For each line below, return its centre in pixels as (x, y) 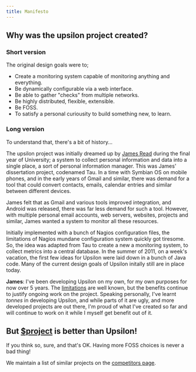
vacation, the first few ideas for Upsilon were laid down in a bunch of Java (96, 257)
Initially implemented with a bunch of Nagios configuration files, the (88, 232)
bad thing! (19, 351)
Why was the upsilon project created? (77, 36)
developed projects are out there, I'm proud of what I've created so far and (97, 306)
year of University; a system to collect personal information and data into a (97, 160)
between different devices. (39, 191)
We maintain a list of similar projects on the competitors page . (81, 363)
